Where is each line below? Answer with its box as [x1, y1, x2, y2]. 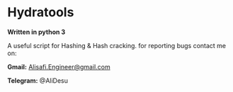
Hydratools [7, 4, 74, 21]
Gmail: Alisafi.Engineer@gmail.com [7, 62, 111, 71]
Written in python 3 [7, 28, 66, 36]
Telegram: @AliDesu [7, 76, 69, 85]
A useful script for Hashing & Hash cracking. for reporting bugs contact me [7, 41, 227, 50]
